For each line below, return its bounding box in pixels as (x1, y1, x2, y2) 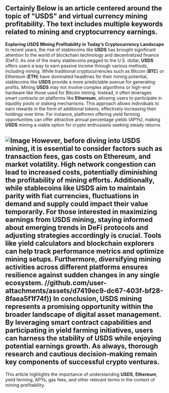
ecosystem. (5, 279, 43, 287)
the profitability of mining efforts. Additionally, (5, 176, 155, 185)
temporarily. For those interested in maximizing (5, 207, 157, 216)
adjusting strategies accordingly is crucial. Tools (5, 231, 161, 240)
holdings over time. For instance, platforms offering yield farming (5, 111, 140, 117)
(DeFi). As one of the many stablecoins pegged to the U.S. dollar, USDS (5, 57, 154, 63)
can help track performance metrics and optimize (5, 247, 164, 256)
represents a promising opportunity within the (5, 302, 153, 311)
